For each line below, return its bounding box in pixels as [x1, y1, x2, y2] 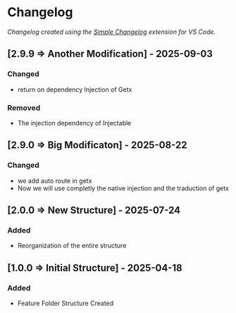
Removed [7, 103, 41, 113]
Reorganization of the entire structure [17, 241, 127, 250]
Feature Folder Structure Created [17, 299, 114, 307]
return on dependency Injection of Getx [17, 85, 132, 94]
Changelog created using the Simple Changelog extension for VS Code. [7, 27, 216, 36]
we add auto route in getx [17, 176, 92, 185]
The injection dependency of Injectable [17, 118, 132, 127]
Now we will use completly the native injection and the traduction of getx [17, 184, 229, 192]
